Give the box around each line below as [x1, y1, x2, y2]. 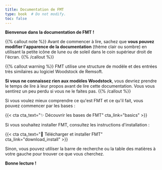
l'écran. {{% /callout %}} [5, 54, 54, 60]
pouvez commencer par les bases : [5, 103, 76, 109]
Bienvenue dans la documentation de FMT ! [5, 30, 95, 35]
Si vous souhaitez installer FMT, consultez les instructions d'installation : [5, 122, 150, 128]
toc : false [5, 16, 27, 21]
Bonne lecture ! [5, 160, 36, 166]
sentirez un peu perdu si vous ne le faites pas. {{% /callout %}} [5, 88, 131, 94]
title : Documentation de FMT [5, 7, 64, 12]
